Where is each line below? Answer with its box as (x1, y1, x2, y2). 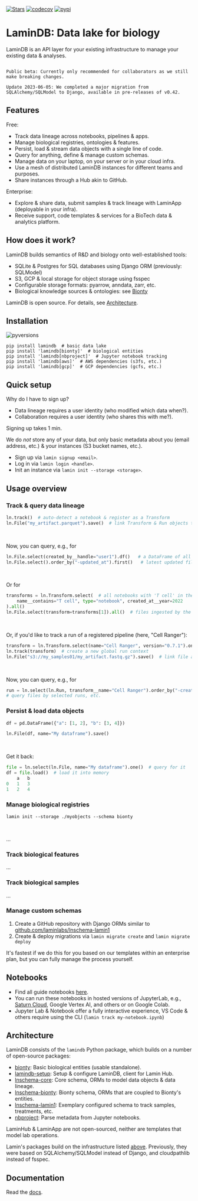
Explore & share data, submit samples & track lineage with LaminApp (14, 199, 181, 206)
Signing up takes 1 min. (6, 425, 62, 432)
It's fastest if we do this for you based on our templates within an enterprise (6, 949, 190, 956)
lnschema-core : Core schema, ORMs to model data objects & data (14, 1076, 176, 1083)
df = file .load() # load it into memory (6, 770, 110, 776)
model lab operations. (6, 1132, 59, 1139)
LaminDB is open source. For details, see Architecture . (6, 299, 138, 306)
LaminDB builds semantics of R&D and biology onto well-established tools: (6, 251, 187, 258)
